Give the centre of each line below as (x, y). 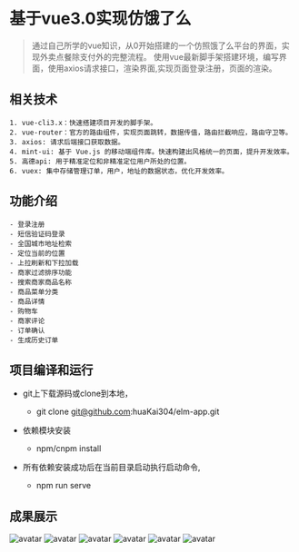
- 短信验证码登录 (37, 234)
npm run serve (64, 486)
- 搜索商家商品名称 (41, 282)
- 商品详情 (27, 301)
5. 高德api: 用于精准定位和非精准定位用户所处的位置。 (100, 161)
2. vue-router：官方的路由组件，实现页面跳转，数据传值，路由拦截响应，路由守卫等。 (151, 133)
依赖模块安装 (46, 430)
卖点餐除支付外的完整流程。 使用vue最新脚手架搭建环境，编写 (164, 56)
